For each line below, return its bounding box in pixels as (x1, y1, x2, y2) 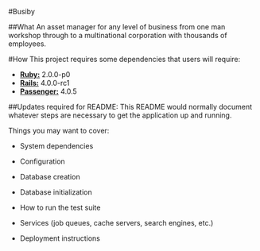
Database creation (19, 172, 81, 181)
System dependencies (19, 141, 94, 150)
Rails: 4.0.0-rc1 (19, 79, 70, 87)
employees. (8, 39, 46, 48)
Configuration (19, 156, 65, 166)
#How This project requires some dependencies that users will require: (8, 55, 241, 64)
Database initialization (19, 187, 93, 197)
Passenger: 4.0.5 (19, 87, 77, 96)
